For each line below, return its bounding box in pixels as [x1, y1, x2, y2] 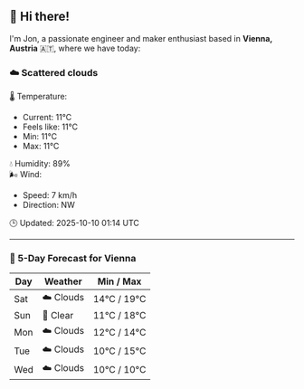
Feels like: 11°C [22, 121, 79, 132]
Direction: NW [22, 200, 75, 211]
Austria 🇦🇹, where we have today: [9, 43, 141, 53]
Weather [43, 275, 83, 288]
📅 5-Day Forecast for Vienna [9, 252, 137, 265]
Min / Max [97, 275, 142, 288]
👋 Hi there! [9, 9, 71, 24]
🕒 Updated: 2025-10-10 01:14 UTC [9, 218, 140, 229]
